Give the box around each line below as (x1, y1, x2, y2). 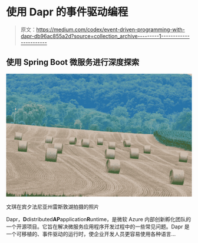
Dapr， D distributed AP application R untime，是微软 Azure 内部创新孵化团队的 (6, 216, 192, 223)
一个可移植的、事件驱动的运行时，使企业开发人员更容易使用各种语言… (6, 231, 176, 238)
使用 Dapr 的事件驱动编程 (6, 5, 128, 19)
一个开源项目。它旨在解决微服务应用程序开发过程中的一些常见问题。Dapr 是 (6, 223, 190, 230)
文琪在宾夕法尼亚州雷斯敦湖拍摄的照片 (6, 204, 99, 211)
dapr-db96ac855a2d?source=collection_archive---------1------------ (20, 32, 190, 39)
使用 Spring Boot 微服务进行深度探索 (6, 57, 140, 68)
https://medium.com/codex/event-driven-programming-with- (36, 26, 186, 33)
